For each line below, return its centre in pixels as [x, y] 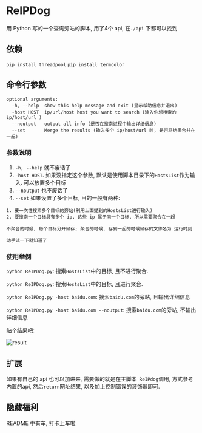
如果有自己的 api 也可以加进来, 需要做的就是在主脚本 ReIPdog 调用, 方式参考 [100, 379]
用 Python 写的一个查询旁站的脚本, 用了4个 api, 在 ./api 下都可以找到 [92, 28]
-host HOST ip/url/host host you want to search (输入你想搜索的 [94, 112]
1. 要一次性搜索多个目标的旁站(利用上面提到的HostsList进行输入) [79, 210]
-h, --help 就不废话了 [43, 167]
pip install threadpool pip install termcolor [66, 64]
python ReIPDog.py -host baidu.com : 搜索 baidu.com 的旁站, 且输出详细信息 [98, 297]
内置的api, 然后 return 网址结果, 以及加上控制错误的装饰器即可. [83, 386]
